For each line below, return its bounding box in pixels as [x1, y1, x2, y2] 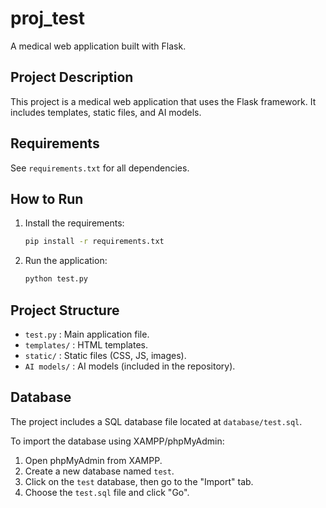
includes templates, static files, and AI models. [10, 106, 202, 118]
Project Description [10, 69, 134, 86]
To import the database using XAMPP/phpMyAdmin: [10, 435, 225, 447]
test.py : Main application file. [24, 328, 150, 340]
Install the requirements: [24, 217, 125, 229]
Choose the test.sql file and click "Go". [24, 486, 190, 498]
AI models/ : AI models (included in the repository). [24, 360, 236, 372]
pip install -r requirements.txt [24, 237, 165, 247]
